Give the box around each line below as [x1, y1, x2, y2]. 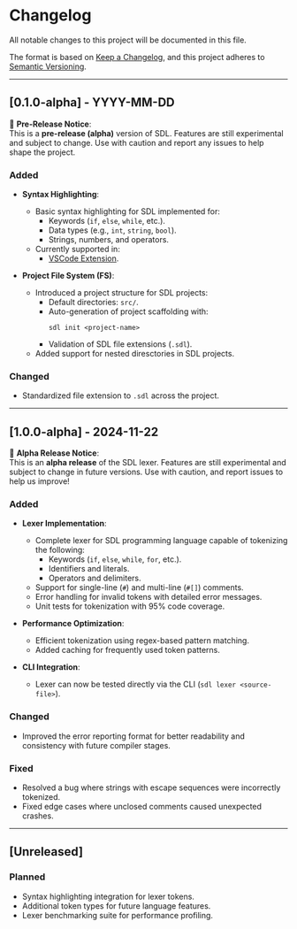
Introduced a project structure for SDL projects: [34, 288, 209, 298]
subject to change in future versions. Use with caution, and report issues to [9, 466, 284, 478]
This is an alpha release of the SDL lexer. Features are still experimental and [9, 457, 287, 468]
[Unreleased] [9, 844, 84, 859]
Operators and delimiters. [48, 572, 141, 584]
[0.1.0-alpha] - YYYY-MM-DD [9, 95, 175, 111]
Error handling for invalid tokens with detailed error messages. [34, 592, 263, 603]
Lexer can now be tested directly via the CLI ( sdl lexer [34, 679, 237, 690]
